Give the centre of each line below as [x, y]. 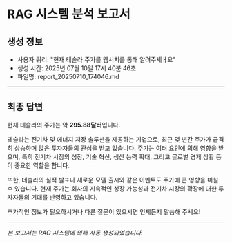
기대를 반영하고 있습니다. [64, 197]
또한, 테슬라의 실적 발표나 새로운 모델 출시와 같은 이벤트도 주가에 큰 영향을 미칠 [113, 180]
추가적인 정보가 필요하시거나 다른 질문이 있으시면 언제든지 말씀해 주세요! [104, 211]
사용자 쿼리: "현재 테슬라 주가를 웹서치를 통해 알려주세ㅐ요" [96, 60]
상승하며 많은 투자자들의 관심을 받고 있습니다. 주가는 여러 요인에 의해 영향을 [116, 148]
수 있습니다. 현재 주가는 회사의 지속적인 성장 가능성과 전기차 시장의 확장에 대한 [112, 188]
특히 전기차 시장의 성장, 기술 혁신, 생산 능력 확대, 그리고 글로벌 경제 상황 [118, 156]
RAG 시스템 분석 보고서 [69, 14]
